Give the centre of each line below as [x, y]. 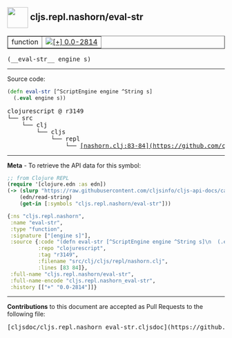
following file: [26, 314]
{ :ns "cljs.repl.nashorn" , [46, 216]
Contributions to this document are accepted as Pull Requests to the [105, 307]
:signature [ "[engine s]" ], [50, 235]
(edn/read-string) [46, 197]
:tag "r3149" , [58, 255]
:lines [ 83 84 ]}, [63, 267]
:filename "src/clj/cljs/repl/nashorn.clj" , [103, 261]
